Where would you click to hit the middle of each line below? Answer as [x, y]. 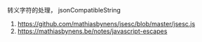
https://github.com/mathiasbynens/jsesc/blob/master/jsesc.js [106, 24]
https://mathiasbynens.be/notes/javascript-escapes [92, 31]
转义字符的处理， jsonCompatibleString [64, 10]
